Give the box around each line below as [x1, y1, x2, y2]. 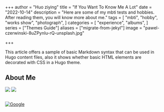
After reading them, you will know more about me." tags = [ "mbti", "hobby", [5, 15, 158, 20]
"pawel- [143, 25, 160, 31]
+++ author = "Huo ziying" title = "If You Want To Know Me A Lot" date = [5, 4, 152, 10]
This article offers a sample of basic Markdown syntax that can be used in [5, 49, 155, 55]
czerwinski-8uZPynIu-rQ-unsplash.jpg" [5, 30, 85, 36]
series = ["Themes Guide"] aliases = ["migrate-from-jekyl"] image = [5, 25, 142, 31]
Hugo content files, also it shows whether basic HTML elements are [5, 54, 142, 60]
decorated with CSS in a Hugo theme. [5, 60, 81, 65]
